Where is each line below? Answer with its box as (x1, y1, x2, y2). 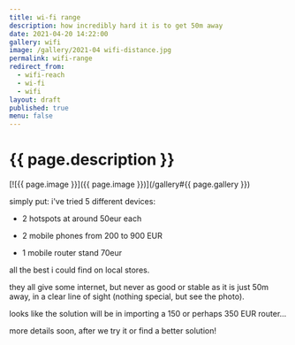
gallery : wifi (9, 37, 62, 47)
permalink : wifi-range (9, 54, 93, 63)
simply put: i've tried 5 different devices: (9, 196, 156, 207)
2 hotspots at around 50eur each (21, 213, 142, 224)
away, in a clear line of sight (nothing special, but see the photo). (9, 291, 245, 302)
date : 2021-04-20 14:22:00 (9, 29, 109, 38)
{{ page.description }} (9, 149, 175, 170)
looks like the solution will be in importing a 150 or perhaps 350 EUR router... (9, 309, 287, 319)
